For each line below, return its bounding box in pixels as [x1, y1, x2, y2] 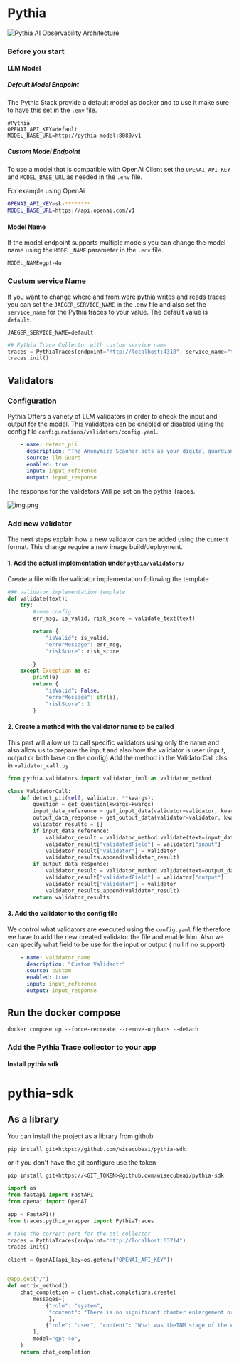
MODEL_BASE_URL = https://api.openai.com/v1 [7, 207, 135, 215]
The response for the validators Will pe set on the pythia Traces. [7, 487, 196, 496]
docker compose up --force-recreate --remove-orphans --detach [7, 1026, 199, 1033]
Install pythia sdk [7, 1060, 59, 1068]
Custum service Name [7, 276, 87, 286]
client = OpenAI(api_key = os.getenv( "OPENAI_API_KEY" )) [7, 1257, 174, 1264]
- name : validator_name [20, 954, 91, 961]
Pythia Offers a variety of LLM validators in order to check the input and [7, 412, 218, 420]
